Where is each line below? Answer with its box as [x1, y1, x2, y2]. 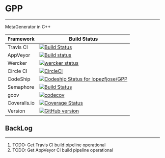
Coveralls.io [7, 99, 35, 106]
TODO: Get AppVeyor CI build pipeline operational [12, 147, 113, 153]
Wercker [7, 59, 27, 66]
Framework [7, 35, 35, 42]
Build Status [68, 35, 98, 42]
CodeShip [7, 76, 30, 82]
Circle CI [7, 67, 27, 74]
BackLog [5, 124, 33, 132]
